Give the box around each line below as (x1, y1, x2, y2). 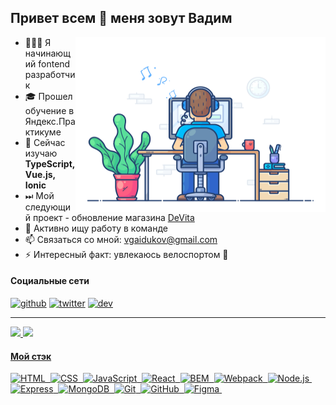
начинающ (24, 47, 71, 59)
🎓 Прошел (24, 90, 73, 102)
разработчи (24, 68, 76, 80)
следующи (24, 201, 71, 213)
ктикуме (24, 126, 62, 138)
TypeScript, (24, 157, 76, 170)
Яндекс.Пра (24, 115, 76, 127)
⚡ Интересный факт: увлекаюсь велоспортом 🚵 (24, 248, 229, 260)
